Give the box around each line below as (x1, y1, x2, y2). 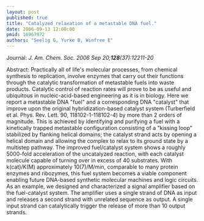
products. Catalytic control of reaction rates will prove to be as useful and (6, 85, 191, 92)
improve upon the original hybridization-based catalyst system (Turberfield (6, 105, 195, 112)
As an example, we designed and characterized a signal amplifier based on (6, 183, 195, 190)
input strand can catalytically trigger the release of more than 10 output (6, 202, 186, 209)
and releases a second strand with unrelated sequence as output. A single (6, 196, 194, 203)
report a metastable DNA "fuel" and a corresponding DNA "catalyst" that (6, 98, 189, 106)
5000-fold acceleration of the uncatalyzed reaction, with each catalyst (6, 150, 184, 158)
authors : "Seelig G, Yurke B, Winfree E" (6, 37, 114, 43)
